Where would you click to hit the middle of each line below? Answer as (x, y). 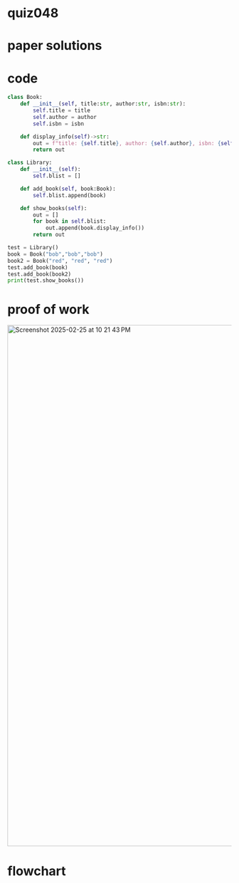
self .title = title (62, 111)
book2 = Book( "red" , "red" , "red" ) (60, 261)
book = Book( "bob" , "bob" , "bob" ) (55, 254)
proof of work (49, 309)
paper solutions (55, 46)
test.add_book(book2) (39, 274)
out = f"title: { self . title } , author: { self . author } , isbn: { (127, 143)
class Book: (25, 98)
